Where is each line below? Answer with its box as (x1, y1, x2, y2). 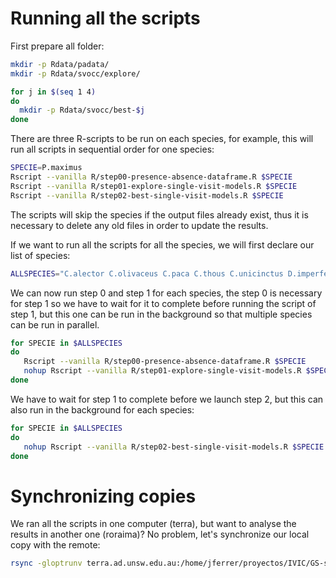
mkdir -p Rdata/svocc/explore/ (10, 68, 141, 79)
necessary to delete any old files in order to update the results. (10, 219, 269, 231)
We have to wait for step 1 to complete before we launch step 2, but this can (10, 393, 324, 405)
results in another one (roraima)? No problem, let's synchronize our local (10, 528, 310, 541)
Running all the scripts (10, 7, 201, 30)
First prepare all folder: (10, 40, 105, 52)
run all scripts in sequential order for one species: (10, 143, 215, 156)
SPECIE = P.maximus (10, 163, 83, 173)
